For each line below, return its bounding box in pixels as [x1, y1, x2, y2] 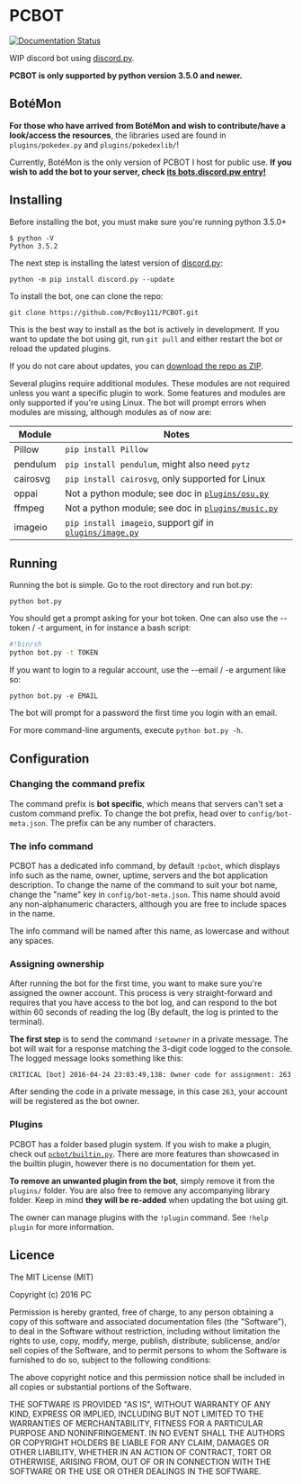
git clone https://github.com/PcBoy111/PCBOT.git [9, 308, 200, 317]
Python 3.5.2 [9, 241, 58, 250]
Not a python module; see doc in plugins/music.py [65, 502, 279, 514]
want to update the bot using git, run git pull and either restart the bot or [9, 333, 283, 344]
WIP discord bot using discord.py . [9, 52, 135, 63]
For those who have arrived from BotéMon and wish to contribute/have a [9, 120, 286, 131]
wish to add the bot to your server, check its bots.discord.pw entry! [9, 166, 267, 176]
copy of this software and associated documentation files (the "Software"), [9, 1316, 288, 1326]
